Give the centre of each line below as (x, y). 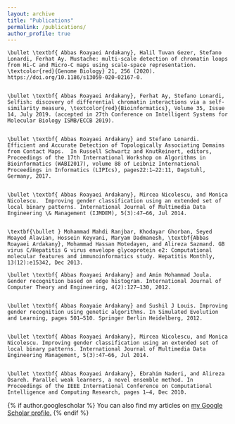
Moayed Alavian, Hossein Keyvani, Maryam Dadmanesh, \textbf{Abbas (108, 238)
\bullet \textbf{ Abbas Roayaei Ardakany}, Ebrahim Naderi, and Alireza (116, 374)
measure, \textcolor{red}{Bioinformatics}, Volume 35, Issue (133, 109)
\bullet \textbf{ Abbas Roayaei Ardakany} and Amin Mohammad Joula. (110, 275)
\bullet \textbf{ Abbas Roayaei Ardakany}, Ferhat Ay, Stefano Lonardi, (116, 96)
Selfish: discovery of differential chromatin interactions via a (107, 102)
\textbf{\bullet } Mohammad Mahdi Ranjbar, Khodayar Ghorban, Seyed (110, 232)
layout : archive (31, 14)
